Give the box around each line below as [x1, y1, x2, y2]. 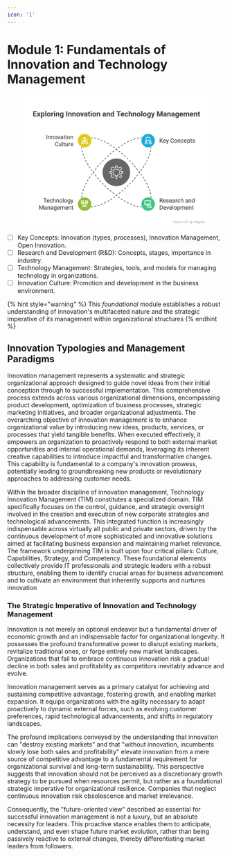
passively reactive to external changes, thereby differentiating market [7, 835, 206, 843]
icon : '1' [7, 11, 36, 18]
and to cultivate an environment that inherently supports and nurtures [7, 576, 206, 585]
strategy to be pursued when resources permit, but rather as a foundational [7, 777, 223, 785]
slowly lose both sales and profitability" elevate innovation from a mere [7, 748, 210, 756]
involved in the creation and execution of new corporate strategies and [7, 510, 209, 519]
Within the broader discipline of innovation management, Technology [7, 488, 204, 497]
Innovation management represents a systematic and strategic [7, 371, 186, 380]
